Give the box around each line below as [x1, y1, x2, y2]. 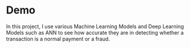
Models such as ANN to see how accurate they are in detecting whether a [6, 29, 184, 36]
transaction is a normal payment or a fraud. [6, 35, 110, 42]
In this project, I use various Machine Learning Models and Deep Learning [6, 23, 184, 30]
